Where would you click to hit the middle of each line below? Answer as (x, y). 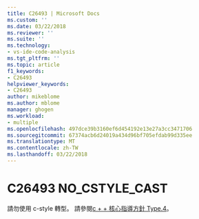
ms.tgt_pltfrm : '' (33, 59)
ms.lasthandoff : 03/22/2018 (48, 155)
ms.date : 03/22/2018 (37, 26)
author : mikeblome (33, 97)
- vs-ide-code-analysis (41, 52)
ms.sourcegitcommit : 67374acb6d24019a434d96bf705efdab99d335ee (100, 135)
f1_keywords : (26, 71)
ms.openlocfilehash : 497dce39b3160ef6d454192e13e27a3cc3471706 (100, 129)
